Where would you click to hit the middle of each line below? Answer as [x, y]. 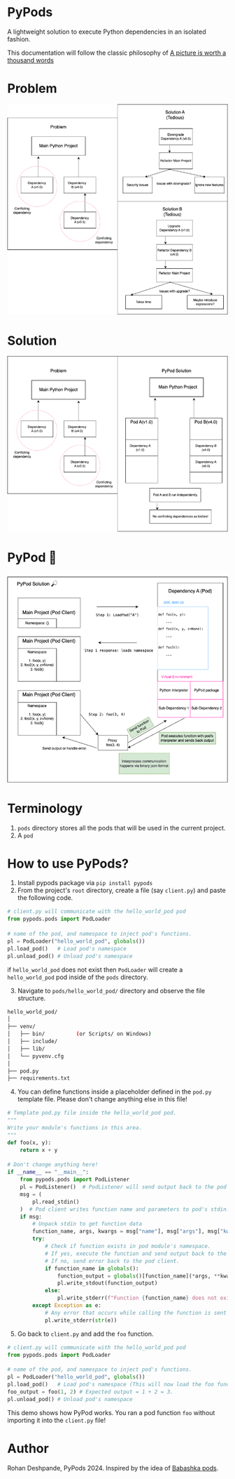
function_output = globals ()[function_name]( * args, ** [138, 1276]
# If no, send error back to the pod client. [112, 1261]
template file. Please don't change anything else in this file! [102, 1099]
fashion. [19, 39]
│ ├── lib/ [26, 1049]
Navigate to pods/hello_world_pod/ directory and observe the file [111, 990]
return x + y [39, 1150]
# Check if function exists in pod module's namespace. [128, 1247]
